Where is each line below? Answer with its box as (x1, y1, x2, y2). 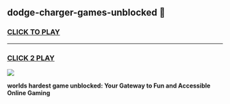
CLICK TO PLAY (7, 27, 60, 37)
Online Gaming (7, 88, 51, 96)
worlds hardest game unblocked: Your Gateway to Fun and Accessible (7, 81, 211, 90)
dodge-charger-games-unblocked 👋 (7, 7, 166, 18)
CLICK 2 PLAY (7, 53, 55, 62)
